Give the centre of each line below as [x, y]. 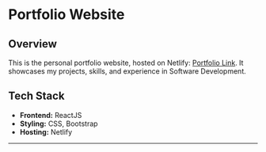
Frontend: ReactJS [51, 115]
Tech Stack [36, 96]
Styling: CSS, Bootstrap [59, 123]
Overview [33, 44]
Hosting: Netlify [46, 131]
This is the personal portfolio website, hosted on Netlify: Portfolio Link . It [126, 63]
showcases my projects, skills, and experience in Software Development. [127, 71]
